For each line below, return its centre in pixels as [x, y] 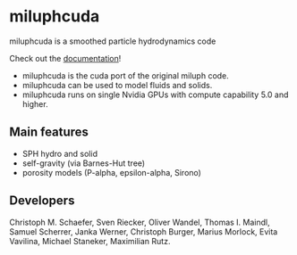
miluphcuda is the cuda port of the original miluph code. [126, 75]
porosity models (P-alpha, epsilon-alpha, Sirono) [111, 172]
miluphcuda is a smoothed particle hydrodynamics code [113, 41]
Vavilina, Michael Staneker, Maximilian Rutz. [90, 241]
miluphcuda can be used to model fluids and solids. [117, 85]
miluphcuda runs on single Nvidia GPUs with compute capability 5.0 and [155, 95]
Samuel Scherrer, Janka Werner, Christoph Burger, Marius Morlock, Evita [144, 231]
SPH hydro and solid [60, 153]
